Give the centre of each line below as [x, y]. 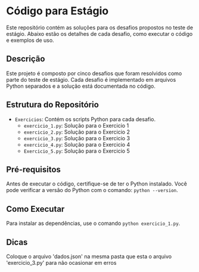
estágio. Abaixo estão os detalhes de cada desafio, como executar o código [99, 33]
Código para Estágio [57, 11]
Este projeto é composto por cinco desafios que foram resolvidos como [94, 73]
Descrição [26, 59]
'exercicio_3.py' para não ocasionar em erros [61, 263]
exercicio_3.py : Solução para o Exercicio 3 [77, 138]
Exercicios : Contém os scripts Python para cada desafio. [85, 119]
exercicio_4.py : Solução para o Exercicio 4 [77, 144]
